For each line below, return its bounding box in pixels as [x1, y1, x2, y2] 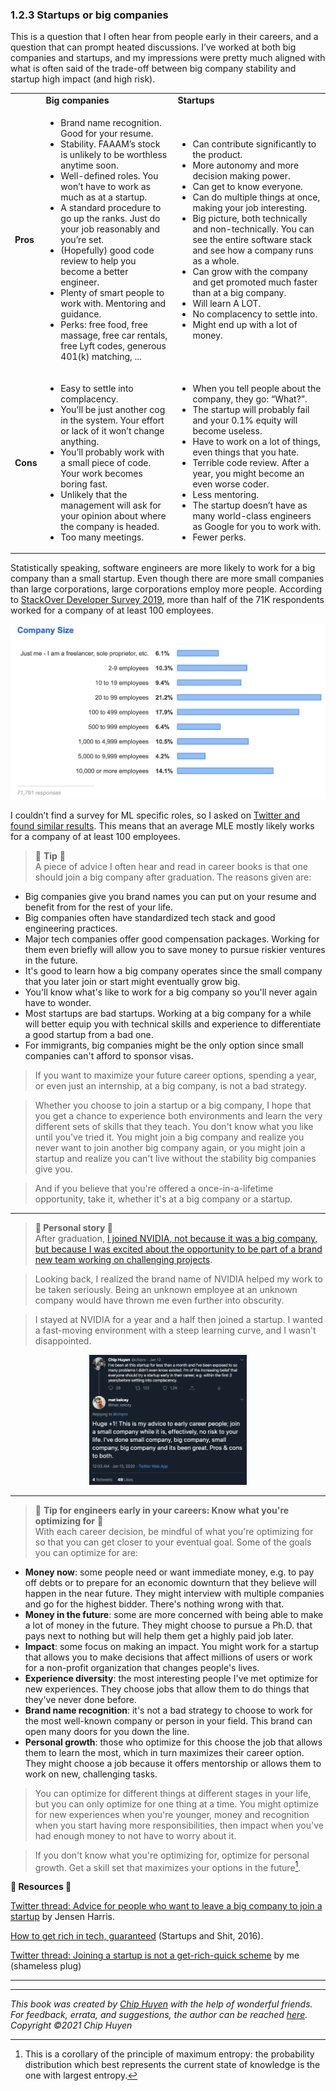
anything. [60, 435, 100, 447]
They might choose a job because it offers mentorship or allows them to [24, 1757, 322, 1769]
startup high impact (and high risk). [10, 73, 156, 85]
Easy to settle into [60, 382, 134, 394]
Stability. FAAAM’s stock [60, 138, 161, 150]
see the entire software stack [192, 234, 313, 246]
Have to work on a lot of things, [192, 435, 321, 447]
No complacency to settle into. [192, 308, 318, 320]
